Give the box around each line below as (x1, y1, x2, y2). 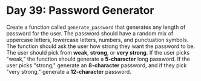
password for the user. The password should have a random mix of (6, 29, 174, 37)
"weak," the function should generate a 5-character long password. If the (6, 55, 191, 62)
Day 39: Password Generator (6, 4, 154, 17)
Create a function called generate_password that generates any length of (6, 23, 186, 31)
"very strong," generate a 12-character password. (6, 68, 131, 75)
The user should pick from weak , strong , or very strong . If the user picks (6, 49, 190, 56)
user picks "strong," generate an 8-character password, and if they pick (6, 61, 187, 69)
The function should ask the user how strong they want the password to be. (6, 43, 196, 50)
